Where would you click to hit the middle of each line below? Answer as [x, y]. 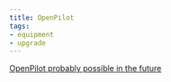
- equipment [31, 34]
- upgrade [28, 43]
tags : [19, 26]
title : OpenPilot [42, 18]
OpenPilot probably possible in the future [85, 68]
